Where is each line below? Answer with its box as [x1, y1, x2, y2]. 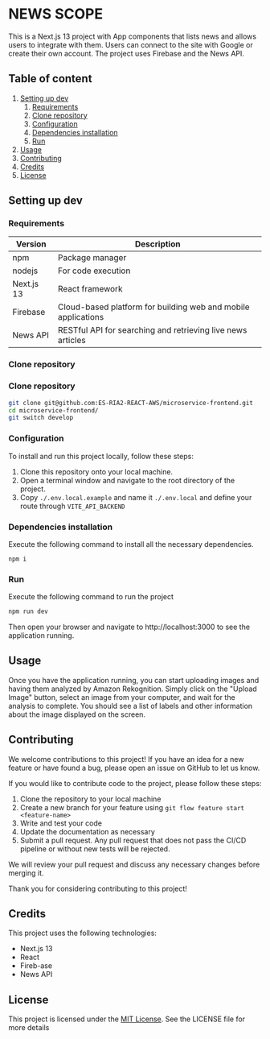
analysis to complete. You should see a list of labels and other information [8, 701, 253, 710]
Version [15, 238, 47, 250]
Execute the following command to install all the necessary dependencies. [8, 539, 254, 548]
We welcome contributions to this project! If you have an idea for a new [8, 754, 244, 764]
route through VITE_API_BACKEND [19, 501, 125, 511]
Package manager [57, 252, 127, 263]
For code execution [57, 265, 131, 276]
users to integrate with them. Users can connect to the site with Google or [8, 39, 253, 49]
